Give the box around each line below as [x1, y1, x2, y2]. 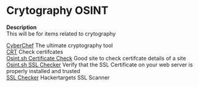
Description [6, 24, 37, 31]
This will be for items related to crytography [6, 30, 116, 37]
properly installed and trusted [6, 67, 80, 74]
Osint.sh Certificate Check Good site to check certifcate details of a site [6, 54, 187, 62]
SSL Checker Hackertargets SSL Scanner [6, 74, 110, 81]
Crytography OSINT [6, 4, 108, 18]
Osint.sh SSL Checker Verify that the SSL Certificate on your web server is [6, 61, 193, 68]
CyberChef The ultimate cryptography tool [6, 42, 113, 49]
